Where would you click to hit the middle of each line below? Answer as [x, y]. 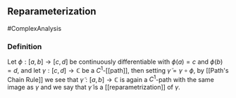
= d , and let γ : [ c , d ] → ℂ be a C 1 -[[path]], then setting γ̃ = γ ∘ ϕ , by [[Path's [118, 70]
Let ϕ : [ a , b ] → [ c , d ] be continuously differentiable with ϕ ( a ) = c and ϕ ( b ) [115, 62]
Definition [25, 46]
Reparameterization [52, 12]
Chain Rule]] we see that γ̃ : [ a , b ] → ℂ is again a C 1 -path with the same [111, 78]
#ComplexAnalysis [35, 28]
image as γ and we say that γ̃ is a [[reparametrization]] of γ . [94, 87]
